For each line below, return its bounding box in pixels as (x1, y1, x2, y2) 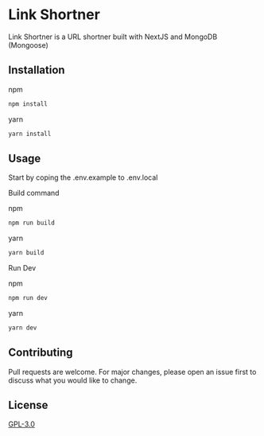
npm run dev (8, 294, 48, 302)
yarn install (8, 130, 52, 138)
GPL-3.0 (8, 419, 36, 429)
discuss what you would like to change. (8, 376, 138, 385)
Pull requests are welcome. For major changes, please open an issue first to (8, 367, 257, 376)
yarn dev (8, 324, 37, 332)
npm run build (8, 219, 56, 228)
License (8, 399, 49, 412)
